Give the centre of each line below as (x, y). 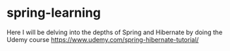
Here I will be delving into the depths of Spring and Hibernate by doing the (115, 32)
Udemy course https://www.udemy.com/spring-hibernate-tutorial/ (103, 39)
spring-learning (54, 13)
